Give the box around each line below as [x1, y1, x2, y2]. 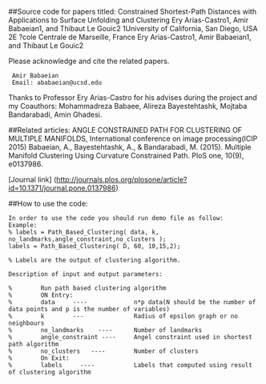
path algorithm [8, 340, 59, 348]
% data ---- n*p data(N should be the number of [8, 298, 256, 306]
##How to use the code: [8, 199, 88, 208]
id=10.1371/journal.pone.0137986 [8, 183, 116, 193]
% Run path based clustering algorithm [8, 284, 167, 292]
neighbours [8, 319, 45, 327]
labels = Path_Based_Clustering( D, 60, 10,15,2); [8, 242, 181, 250]
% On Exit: [8, 354, 70, 362]
